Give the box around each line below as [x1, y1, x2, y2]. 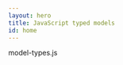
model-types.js [8, 48, 58, 58]
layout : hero [8, 11, 52, 20]
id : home [8, 26, 37, 34]
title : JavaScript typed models [8, 19, 115, 27]
